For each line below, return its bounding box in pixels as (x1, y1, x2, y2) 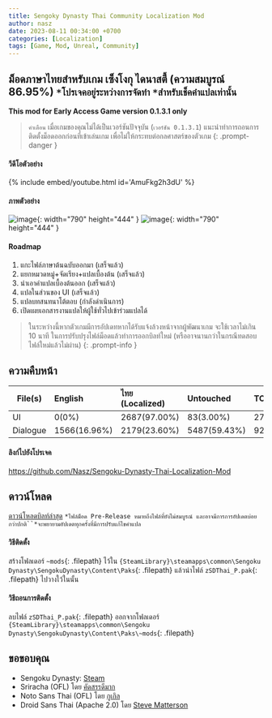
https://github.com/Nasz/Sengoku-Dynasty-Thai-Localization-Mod (8, 466, 232, 475)
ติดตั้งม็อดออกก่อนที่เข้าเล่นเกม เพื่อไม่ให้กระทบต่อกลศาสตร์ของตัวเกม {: (28, 131, 219, 140)
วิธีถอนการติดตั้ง (8, 593, 51, 603)
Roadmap (8, 241, 42, 252)
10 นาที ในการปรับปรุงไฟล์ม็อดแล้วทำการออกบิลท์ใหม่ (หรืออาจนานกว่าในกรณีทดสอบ (28, 330, 257, 341)
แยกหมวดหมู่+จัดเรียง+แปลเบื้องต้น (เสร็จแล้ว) (19, 269, 146, 278)
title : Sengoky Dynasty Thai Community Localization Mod (8, 11, 205, 20)
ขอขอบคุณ (8, 651, 50, 665)
